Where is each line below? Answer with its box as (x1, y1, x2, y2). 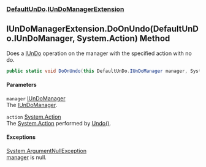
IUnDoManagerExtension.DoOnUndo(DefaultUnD (6, 24, 199, 34)
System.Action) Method (76, 33, 170, 44)
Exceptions (6, 133, 36, 141)
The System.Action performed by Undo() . (6, 119, 112, 127)
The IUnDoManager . (6, 101, 58, 108)
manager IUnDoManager (6, 94, 66, 102)
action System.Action (6, 113, 61, 121)
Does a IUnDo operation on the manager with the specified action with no (6, 50, 192, 57)
